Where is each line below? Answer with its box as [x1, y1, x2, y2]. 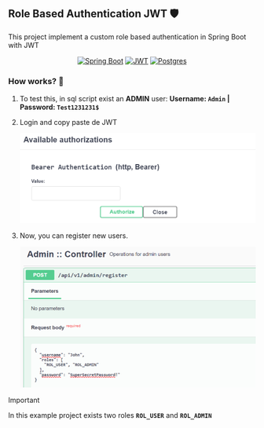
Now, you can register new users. [19, 231, 128, 240]
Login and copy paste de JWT [19, 117, 118, 126]
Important [8, 396, 40, 405]
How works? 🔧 [8, 76, 64, 87]
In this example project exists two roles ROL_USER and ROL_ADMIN [8, 411, 212, 420]
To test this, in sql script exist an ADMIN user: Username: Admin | [19, 93, 230, 103]
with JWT [8, 40, 39, 49]
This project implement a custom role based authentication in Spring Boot [8, 31, 247, 42]
